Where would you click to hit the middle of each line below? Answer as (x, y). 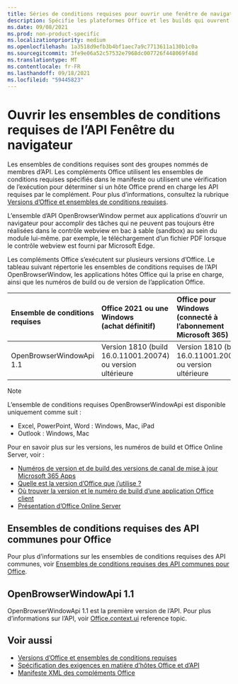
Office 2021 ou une (135, 309)
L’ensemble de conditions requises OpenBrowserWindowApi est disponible (117, 405)
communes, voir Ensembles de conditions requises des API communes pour (118, 564)
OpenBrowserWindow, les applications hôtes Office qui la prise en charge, (116, 275)
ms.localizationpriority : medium (57, 40)
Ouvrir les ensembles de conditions (114, 115)
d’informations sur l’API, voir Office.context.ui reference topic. (97, 618)
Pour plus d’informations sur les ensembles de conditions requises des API (117, 557)
